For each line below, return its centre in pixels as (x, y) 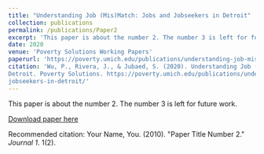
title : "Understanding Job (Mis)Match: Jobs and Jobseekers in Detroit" (130, 15)
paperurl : (24, 60)
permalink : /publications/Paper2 (63, 30)
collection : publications (50, 23)
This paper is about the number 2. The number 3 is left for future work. (123, 104)
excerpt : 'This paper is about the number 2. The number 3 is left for (128, 37)
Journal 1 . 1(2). (32, 142)
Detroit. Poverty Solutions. (56, 74)
